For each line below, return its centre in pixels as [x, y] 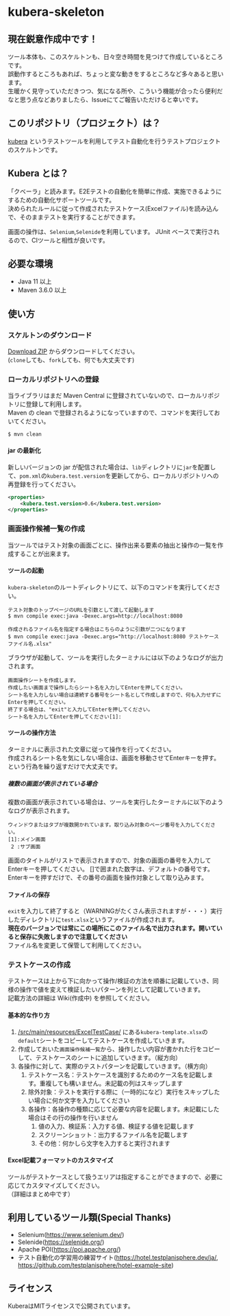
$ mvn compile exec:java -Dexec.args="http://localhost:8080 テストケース [114, 636]
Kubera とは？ [38, 173]
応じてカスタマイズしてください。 [55, 1185]
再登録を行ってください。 [43, 484]
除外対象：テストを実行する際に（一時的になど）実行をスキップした [124, 1092]
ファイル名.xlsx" [30, 644]
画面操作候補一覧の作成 [46, 529]
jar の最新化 [24, 451]
